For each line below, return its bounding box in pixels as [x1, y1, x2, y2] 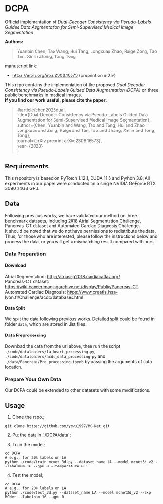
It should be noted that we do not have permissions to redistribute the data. [5, 228, 156, 234]
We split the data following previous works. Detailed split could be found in [5, 316, 155, 322]
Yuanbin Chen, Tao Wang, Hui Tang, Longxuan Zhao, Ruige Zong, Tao [17, 48, 157, 54]
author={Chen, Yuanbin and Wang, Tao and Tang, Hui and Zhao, [17, 122, 146, 128]
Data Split [5, 305, 25, 311]
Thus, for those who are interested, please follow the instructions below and [5, 233, 158, 239]
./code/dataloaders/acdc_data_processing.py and [5, 354, 106, 359]
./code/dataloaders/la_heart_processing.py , [5, 349, 96, 355]
